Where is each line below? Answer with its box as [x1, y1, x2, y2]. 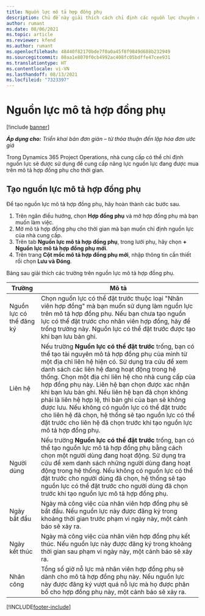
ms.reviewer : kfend [6, 37, 56, 43]
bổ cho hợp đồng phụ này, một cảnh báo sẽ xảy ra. [40, 587, 187, 596]
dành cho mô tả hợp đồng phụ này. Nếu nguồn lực [40, 572, 185, 581]
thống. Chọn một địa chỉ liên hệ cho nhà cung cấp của [40, 373, 196, 381]
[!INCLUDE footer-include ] [6, 603, 71, 611]
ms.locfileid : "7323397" [6, 77, 70, 83]
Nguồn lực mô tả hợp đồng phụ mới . [15, 245, 108, 252]
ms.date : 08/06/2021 [6, 26, 59, 32]
